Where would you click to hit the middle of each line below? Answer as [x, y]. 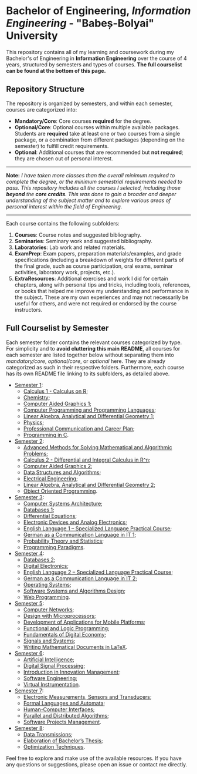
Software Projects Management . [62, 722]
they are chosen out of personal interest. [64, 158]
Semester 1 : [29, 385]
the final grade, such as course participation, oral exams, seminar [94, 266]
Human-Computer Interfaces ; [59, 709]
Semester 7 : [29, 691]
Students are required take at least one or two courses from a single [97, 133]
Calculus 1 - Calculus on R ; [55, 391]
